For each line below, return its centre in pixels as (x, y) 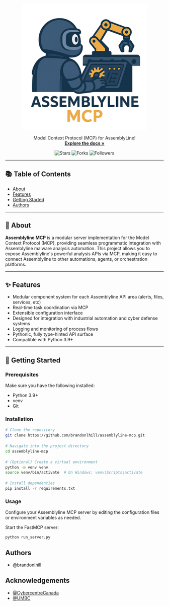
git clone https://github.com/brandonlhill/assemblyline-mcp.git (75, 435)
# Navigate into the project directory (47, 446)
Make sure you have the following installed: (50, 386)
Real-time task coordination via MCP (50, 308)
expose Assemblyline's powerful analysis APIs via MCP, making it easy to (81, 254)
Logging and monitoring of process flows (55, 329)
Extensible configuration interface (48, 313)
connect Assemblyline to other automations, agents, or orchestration (76, 259)
